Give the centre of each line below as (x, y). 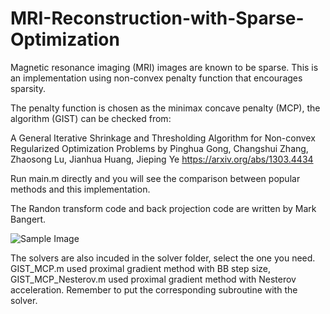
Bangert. (28, 219)
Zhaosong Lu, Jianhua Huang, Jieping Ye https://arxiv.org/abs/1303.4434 (162, 159)
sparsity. (28, 88)
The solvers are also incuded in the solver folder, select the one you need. (163, 258)
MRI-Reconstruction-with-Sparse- (157, 18)
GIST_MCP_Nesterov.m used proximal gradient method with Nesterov (153, 279)
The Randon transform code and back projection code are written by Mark (163, 208)
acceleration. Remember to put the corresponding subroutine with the (154, 289)
